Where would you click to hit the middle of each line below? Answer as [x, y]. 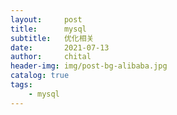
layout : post [46, 19]
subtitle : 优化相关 [52, 38]
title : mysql [48, 29]
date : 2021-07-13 [60, 47]
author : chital [51, 57]
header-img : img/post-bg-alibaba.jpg [89, 66]
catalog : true [40, 76]
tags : [21, 85]
